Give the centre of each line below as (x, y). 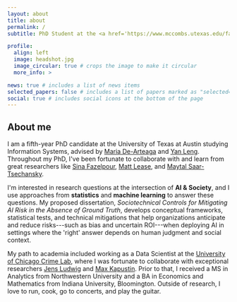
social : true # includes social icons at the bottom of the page (105, 98)
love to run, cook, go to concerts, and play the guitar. (84, 291)
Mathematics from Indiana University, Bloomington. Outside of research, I (114, 284)
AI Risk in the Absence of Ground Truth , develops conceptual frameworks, (115, 210)
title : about (26, 20)
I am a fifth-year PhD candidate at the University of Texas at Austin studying (118, 144)
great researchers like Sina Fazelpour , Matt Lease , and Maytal (97, 167)
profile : (20, 47)
